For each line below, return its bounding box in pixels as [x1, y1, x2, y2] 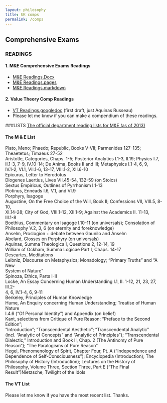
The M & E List [5, 134, 36, 140]
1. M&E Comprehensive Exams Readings [5, 63, 91, 69]
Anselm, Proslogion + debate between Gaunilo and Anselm [5, 231, 127, 237]
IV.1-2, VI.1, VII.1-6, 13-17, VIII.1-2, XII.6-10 [5, 166, 89, 172]
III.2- [5, 284, 15, 290]
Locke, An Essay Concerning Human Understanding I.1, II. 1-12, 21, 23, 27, [5, 278, 156, 284]
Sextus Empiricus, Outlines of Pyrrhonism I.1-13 [5, 182, 103, 188]
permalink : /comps [5, 17, 44, 22]
